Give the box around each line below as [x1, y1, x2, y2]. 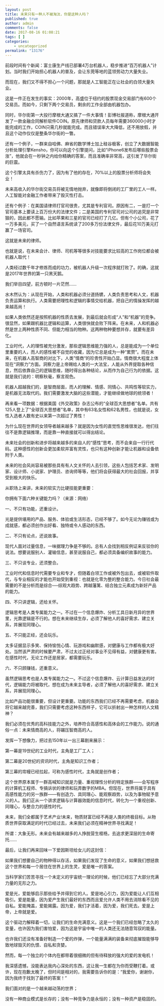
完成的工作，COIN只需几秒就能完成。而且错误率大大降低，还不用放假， [9, 124, 153, 130]
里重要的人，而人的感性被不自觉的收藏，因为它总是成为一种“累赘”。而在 [5, 349, 150, 355]
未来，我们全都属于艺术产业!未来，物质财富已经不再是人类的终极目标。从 [5, 814, 152, 820]
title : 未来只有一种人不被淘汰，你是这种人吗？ [5, 12, 90, 17]
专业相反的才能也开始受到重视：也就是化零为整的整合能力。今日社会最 [18, 576, 159, 582]
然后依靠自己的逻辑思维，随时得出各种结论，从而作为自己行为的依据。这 [13, 367, 159, 373]
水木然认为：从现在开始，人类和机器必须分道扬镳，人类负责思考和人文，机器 [5, 291, 159, 297]
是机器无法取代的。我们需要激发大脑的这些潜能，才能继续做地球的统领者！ [5, 390, 155, 396]
